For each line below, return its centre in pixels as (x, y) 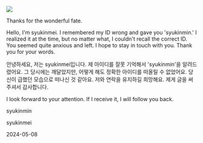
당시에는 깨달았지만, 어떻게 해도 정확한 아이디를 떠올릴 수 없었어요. (108, 72)
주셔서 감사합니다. (28, 87)
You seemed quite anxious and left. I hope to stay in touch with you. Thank (99, 45)
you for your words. (31, 52)
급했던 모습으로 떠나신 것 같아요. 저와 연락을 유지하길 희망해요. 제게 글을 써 (105, 79)
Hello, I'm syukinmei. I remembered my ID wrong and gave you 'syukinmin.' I (101, 32)
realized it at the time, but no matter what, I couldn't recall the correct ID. (97, 39)
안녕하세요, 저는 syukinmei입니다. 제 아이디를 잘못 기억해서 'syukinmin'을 (94, 64)
